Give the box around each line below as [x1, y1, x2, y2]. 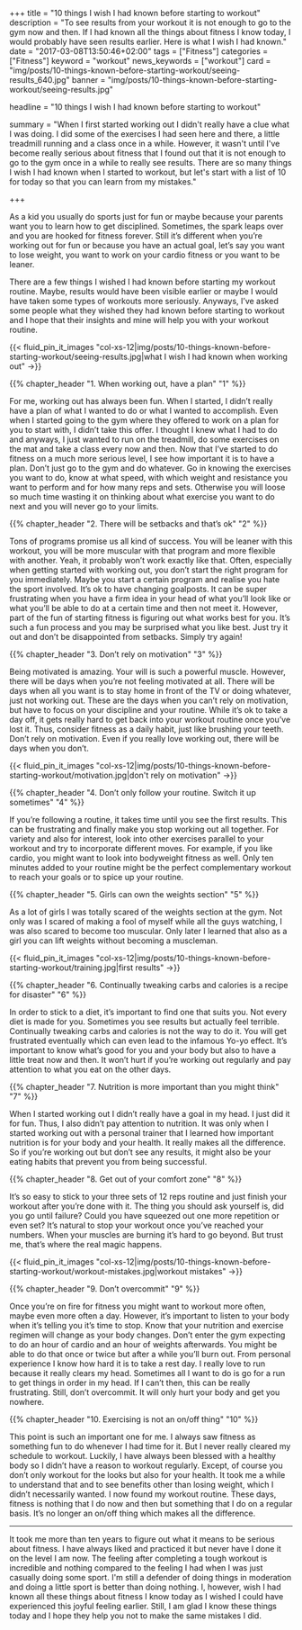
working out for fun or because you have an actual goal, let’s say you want [9, 240, 285, 250]
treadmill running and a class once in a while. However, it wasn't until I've [9, 139, 280, 149]
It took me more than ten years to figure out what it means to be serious [9, 1534, 276, 1544]
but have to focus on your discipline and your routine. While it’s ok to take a [9, 705, 288, 715]
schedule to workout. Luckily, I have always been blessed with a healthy [9, 1451, 277, 1461]
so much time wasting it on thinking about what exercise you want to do [9, 491, 276, 502]
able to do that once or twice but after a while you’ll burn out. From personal [9, 1349, 291, 1359]
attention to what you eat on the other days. [9, 1064, 172, 1075]
